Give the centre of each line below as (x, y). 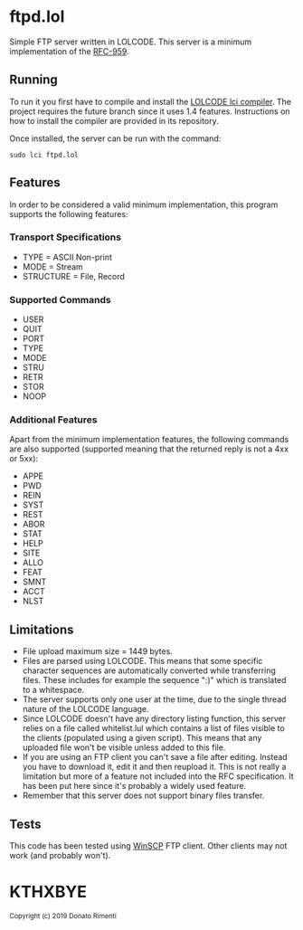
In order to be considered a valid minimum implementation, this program (144, 204)
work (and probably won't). (60, 856)
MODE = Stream (52, 266)
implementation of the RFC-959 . (69, 51)
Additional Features (53, 420)
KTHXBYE (48, 892)
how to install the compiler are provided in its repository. (114, 120)
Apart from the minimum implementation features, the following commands (149, 440)
